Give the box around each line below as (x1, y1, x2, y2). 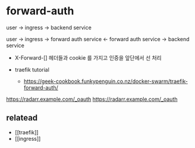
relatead (6, 113, 38, 123)
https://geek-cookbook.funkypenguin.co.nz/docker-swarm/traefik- (23, 78, 188, 85)
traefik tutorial (14, 66, 49, 73)
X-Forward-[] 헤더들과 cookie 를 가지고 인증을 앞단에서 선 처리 (14, 54, 162, 61)
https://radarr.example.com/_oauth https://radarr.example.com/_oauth (6, 95, 178, 103)
